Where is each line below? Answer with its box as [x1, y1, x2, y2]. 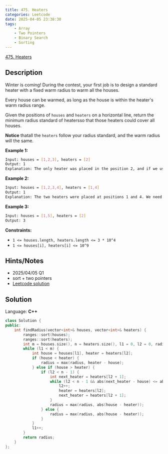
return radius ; [23, 435, 55, 440]
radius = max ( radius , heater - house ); [40, 360, 124, 366]
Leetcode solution [12, 281, 50, 287]
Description [5, 68, 42, 77]
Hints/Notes [5, 257, 44, 265]
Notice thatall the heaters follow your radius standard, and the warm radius [5, 132, 160, 138]
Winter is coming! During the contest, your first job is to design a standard [5, 81, 157, 88]
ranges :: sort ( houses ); [23, 332, 70, 337]
